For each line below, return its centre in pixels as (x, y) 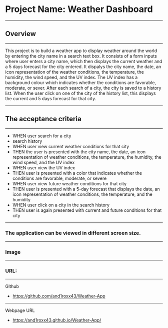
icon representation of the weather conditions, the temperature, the (74, 72)
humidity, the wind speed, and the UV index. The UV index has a (71, 77)
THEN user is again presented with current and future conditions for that (87, 210)
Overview (21, 34)
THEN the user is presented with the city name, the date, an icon (79, 152)
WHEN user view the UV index (44, 168)
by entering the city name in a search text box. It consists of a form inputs (81, 56)
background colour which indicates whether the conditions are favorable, (81, 82)
